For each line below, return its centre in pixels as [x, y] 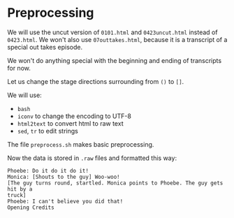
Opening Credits [31, 208]
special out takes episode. [45, 47]
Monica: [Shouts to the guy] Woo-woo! [64, 177]
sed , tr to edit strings [47, 131]
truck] [17, 195]
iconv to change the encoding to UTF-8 [74, 116]
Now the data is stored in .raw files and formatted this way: [92, 158]
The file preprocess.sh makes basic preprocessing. [81, 144]
